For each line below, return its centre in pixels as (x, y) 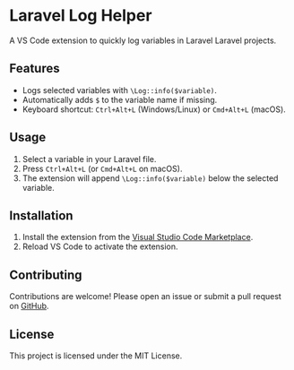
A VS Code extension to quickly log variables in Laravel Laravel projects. (143, 40)
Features (35, 69)
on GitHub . (29, 306)
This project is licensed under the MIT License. (96, 356)
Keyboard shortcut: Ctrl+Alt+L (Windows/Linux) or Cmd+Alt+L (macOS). (154, 109)
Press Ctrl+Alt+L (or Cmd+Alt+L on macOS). (102, 168)
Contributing (46, 275)
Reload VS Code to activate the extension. (100, 246)
